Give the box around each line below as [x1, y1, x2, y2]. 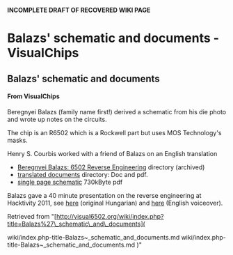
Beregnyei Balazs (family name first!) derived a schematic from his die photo [7, 107, 227, 116]
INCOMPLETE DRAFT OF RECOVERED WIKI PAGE [7, 6, 151, 14]
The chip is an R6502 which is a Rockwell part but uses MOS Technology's [7, 128, 222, 137]
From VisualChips [7, 92, 61, 100]
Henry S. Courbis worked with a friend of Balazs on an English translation [7, 149, 218, 157]
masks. [7, 136, 28, 144]
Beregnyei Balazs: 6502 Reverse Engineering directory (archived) [17, 163, 205, 171]
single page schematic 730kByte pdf [17, 178, 123, 186]
